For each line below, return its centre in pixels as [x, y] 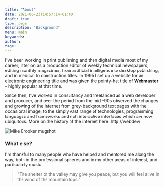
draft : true [17, 19]
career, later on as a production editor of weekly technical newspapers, [77, 65]
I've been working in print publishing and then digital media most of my [77, 60]
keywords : [15, 37]
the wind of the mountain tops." [49, 179]
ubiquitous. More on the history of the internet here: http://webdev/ [73, 121]
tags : [11, 46]
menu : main [16, 32]
